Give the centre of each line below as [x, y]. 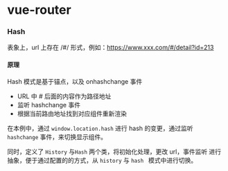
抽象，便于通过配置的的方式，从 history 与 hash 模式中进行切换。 [102, 160]
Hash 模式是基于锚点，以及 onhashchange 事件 [75, 81]
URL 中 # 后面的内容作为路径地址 [64, 96]
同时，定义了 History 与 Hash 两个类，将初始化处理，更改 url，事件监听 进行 [114, 152]
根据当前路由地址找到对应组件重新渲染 [72, 114]
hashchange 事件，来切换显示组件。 [57, 136]
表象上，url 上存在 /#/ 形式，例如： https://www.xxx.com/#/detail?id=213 [111, 48]
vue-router [39, 10]
